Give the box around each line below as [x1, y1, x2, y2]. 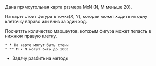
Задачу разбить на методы [12, 55, 69, 61]
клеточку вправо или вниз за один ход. [5, 19, 87, 24]
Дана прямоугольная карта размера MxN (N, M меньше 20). [5, 4, 132, 10]
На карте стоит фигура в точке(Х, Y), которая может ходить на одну [5, 14, 148, 19]
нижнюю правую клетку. [5, 33, 57, 39]
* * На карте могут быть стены [5, 43, 69, 48]
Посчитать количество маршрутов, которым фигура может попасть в [5, 28, 151, 33]
